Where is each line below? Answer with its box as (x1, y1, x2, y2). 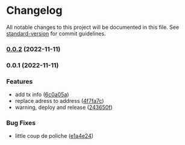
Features (6, 77, 33, 85)
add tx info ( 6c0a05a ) (14, 91, 69, 98)
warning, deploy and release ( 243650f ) (14, 103, 113, 111)
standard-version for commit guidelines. (6, 29, 106, 37)
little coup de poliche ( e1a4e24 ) (14, 132, 94, 140)
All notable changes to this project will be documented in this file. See (6, 23, 180, 31)
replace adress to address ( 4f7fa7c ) (14, 97, 104, 105)
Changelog (6, 4, 63, 17)
